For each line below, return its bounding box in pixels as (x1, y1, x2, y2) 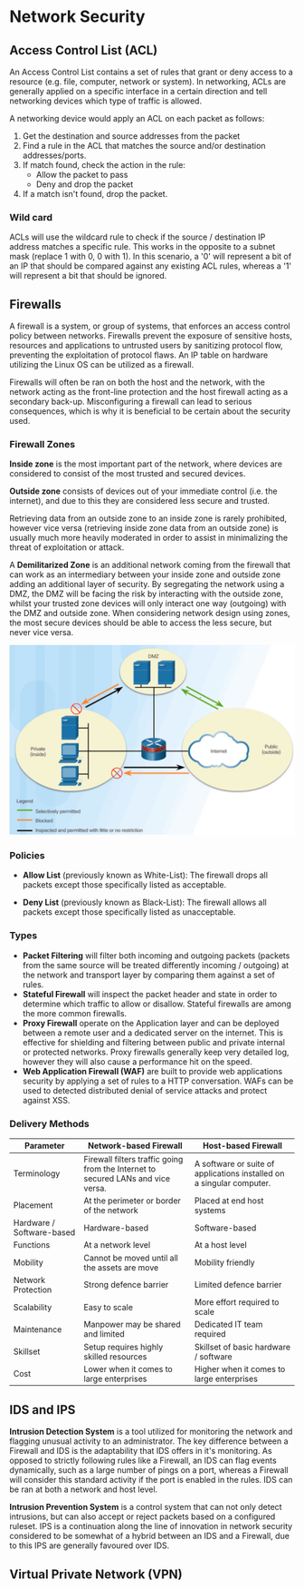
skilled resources (83, 1350, 147, 1362)
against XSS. (22, 1094, 71, 1105)
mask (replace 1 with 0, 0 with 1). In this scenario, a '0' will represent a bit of (9, 251, 292, 262)
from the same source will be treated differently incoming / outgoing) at (22, 959, 290, 970)
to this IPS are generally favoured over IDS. (9, 1540, 170, 1551)
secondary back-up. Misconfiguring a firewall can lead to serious (9, 397, 252, 407)
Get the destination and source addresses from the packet (22, 131, 241, 142)
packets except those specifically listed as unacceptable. (22, 907, 236, 917)
